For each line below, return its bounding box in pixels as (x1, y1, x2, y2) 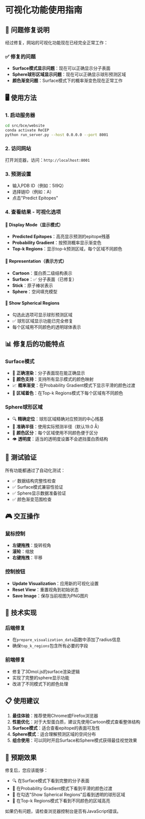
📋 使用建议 (5, 696, 40, 705)
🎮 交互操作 (5, 512, 40, 520)
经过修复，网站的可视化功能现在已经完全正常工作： (5, 40, 108, 45)
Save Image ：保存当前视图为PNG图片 (12, 593, 89, 599)
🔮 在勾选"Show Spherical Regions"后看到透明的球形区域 (12, 792, 125, 798)
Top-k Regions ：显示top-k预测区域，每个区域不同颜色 (12, 246, 122, 252)
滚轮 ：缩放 (12, 548, 34, 555)
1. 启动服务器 (5, 111, 35, 118)
